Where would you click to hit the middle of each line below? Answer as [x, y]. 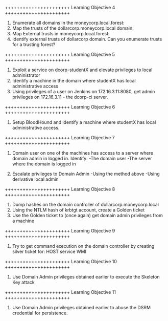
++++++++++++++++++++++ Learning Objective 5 [60, 54]
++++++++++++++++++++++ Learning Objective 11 [60, 292]
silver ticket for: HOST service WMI [49, 251]
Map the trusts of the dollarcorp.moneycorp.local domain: [73, 28]
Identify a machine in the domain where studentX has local [74, 81]
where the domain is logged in [44, 164]
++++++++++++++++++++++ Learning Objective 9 [60, 231]
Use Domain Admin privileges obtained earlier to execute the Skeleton [86, 277]
